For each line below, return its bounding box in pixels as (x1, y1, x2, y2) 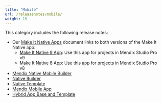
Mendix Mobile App (12, 86, 52, 92)
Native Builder (12, 76, 41, 81)
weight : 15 (5, 16, 27, 21)
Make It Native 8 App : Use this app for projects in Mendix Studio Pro (19, 60, 158, 66)
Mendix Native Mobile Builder (12, 71, 72, 76)
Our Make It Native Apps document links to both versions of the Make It (12, 39, 157, 45)
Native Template (12, 81, 46, 87)
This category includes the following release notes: (5, 30, 108, 36)
